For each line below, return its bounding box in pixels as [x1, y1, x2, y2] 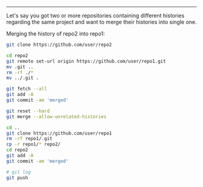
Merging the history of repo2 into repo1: [6, 30, 105, 37]
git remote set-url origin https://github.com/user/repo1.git [6, 58, 166, 64]
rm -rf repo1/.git [6, 136, 53, 142]
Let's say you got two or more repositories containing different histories [6, 12, 185, 19]
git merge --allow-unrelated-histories [6, 113, 107, 119]
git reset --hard [6, 108, 50, 114]
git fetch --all [6, 86, 47, 92]
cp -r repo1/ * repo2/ [6, 141, 61, 148]
